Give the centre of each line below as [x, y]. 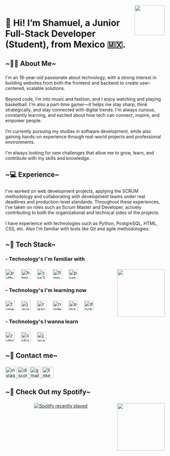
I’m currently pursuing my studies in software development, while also [78, 131]
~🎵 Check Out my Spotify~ [48, 392]
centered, [15, 88]
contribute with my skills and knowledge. [48, 158]
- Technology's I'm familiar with [45, 259]
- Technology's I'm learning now [46, 290]
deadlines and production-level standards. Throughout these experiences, [83, 201]
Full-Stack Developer [51, 34]
